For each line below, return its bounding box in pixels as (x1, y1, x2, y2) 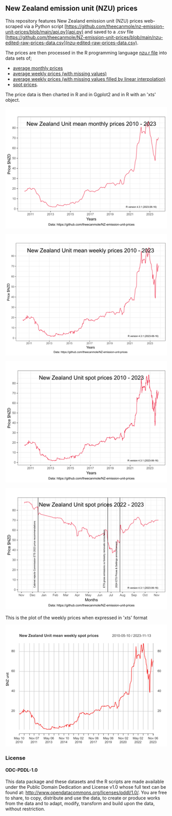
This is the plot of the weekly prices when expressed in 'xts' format (5, 614, 148, 621)
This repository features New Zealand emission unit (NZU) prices (5, 17, 143, 24)
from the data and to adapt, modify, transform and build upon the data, (5, 800, 155, 806)
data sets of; (5, 55, 32, 61)
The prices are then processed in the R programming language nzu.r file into (5, 49, 167, 56)
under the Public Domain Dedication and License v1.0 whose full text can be (5, 784, 166, 790)
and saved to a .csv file (84, 28, 133, 35)
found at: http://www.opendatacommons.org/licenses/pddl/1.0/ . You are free (5, 789, 167, 795)
